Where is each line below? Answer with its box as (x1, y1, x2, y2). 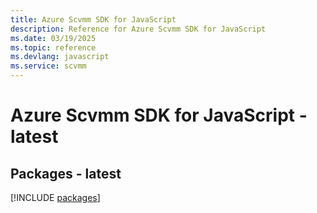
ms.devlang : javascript (10, 52, 110, 62)
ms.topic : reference (10, 42, 97, 53)
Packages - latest (10, 165, 122, 182)
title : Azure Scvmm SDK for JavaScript (10, 14, 177, 25)
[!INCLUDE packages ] (10, 192, 101, 203)
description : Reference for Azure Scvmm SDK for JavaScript (10, 24, 267, 34)
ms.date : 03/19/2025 (10, 33, 97, 43)
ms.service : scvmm (10, 61, 87, 71)
